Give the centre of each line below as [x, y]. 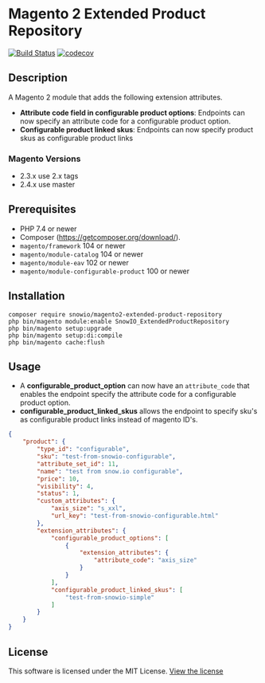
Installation [37, 296]
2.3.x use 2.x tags [49, 176]
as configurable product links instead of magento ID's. [109, 420]
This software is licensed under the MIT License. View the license [116, 671]
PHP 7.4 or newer [48, 229]
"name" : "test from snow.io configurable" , [110, 471]
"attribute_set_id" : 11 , [78, 464]
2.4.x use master [47, 185]
